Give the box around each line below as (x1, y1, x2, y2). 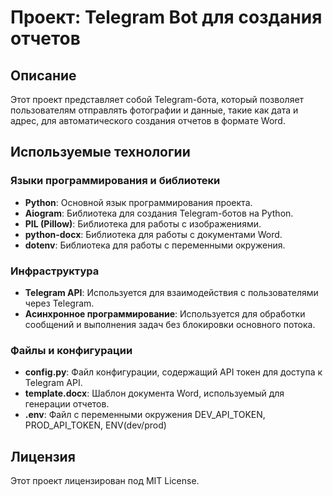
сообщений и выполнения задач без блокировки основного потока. (24, 318, 316, 330)
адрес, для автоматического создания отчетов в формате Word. (10, 115, 286, 126)
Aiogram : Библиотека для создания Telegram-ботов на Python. (24, 207, 294, 219)
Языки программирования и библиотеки (10, 174, 221, 188)
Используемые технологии (10, 144, 191, 161)
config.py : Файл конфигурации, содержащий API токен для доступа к (24, 366, 323, 378)
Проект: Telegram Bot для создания (10, 6, 323, 29)
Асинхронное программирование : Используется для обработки (24, 307, 306, 320)
